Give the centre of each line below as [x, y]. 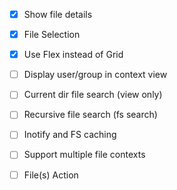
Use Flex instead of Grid [73, 55]
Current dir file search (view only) [93, 95]
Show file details [58, 14]
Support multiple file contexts [84, 155]
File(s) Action [51, 175]
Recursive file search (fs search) [90, 115]
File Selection [52, 35]
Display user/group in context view [95, 75]
